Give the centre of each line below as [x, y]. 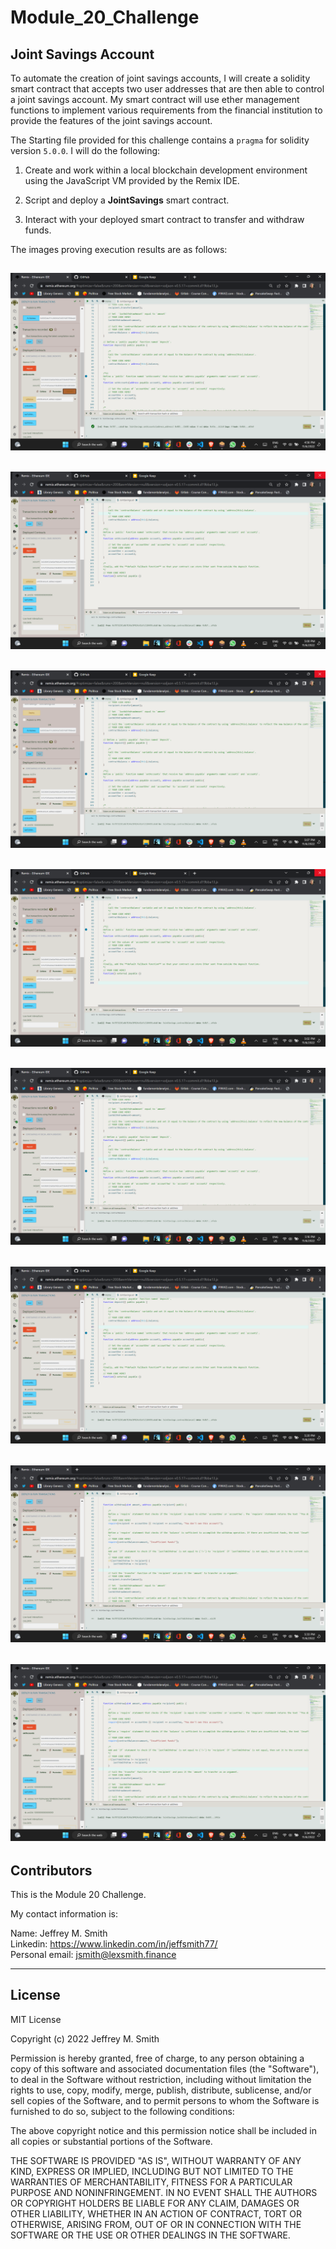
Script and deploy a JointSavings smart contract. [127, 200]
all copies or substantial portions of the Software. [111, 2141]
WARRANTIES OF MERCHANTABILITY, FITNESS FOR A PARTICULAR [151, 2182]
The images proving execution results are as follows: [119, 249]
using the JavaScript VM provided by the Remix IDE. [132, 180]
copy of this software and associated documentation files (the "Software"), [165, 2068]
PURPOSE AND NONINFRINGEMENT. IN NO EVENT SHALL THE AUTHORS [164, 2192]
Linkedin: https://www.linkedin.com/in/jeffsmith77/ [114, 1943]
